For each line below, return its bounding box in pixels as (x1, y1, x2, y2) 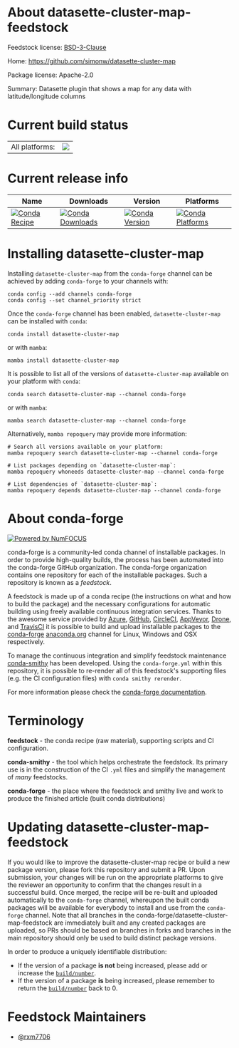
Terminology (7, 712, 84, 729)
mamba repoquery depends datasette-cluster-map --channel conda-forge (7, 487, 221, 494)
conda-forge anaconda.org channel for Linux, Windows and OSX (7, 630, 198, 638)
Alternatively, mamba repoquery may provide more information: (7, 429, 187, 438)
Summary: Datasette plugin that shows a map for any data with (7, 84, 192, 93)
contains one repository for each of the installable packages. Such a (7, 571, 208, 579)
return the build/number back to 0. (17, 984, 118, 992)
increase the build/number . (17, 968, 97, 977)
